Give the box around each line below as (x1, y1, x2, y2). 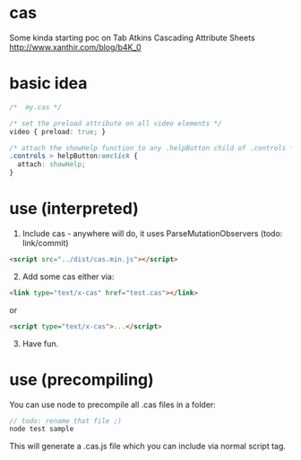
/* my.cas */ (9, 102, 63, 112)
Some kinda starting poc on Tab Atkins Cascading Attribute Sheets (9, 32, 255, 43)
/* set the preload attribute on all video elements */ (9, 119, 222, 128)
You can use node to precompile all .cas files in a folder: (9, 399, 217, 410)
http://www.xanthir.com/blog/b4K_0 (9, 41, 142, 52)
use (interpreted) (9, 199, 139, 219)
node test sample (9, 424, 74, 434)
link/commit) (21, 237, 69, 248)
